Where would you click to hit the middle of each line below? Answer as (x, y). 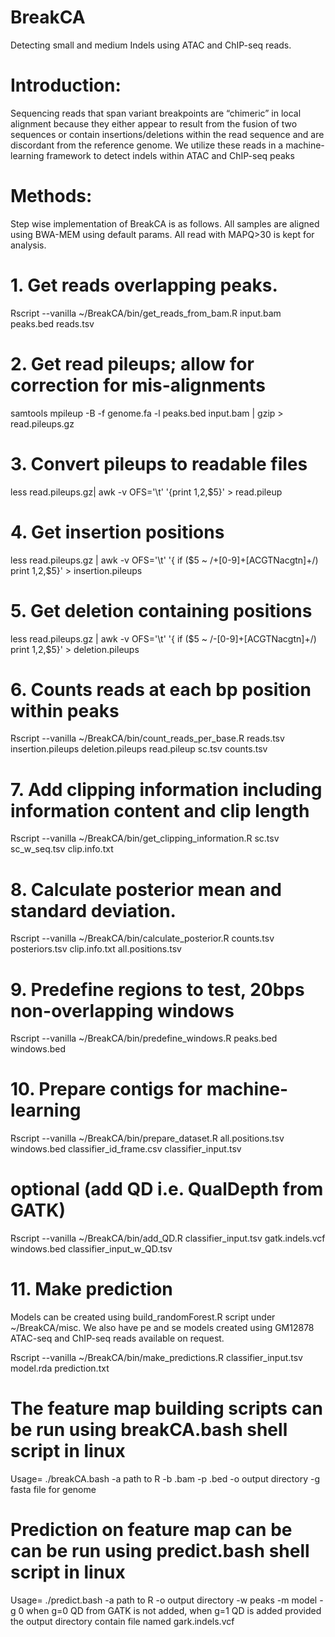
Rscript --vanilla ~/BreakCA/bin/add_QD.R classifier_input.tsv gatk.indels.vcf (168, 1238)
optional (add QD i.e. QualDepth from (167, 1189)
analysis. (28, 245)
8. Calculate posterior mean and (146, 889)
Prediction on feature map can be (151, 1530)
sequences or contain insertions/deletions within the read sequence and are (167, 134)
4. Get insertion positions (117, 532)
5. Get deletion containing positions (161, 610)
